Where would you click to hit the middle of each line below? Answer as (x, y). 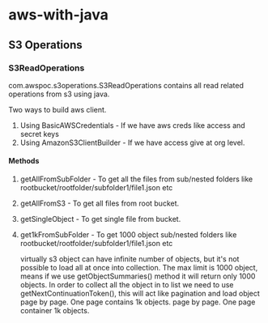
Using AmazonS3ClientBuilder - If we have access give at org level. (132, 142)
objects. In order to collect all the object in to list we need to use (127, 285)
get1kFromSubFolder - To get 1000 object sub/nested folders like (128, 235)
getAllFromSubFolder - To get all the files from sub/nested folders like (136, 179)
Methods (24, 161)
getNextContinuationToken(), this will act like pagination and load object (140, 294)
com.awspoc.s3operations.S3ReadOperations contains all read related (126, 85)
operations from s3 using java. (59, 94)
